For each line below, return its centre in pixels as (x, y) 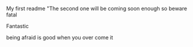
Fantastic (17, 26)
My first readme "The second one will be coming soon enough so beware (96, 9)
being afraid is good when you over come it (60, 37)
